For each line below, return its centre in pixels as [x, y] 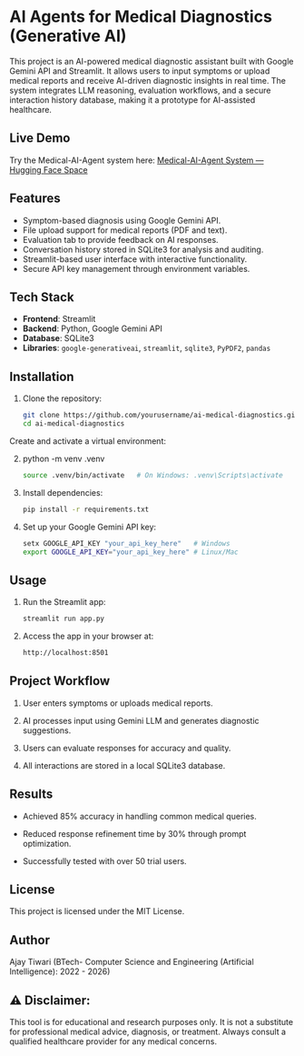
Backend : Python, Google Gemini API [93, 328]
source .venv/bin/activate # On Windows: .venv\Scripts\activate [152, 475]
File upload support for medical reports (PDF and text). [125, 230]
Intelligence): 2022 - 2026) [60, 971]
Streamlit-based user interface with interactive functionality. [135, 259]
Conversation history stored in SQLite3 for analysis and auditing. [143, 249]
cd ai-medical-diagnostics [74, 424]
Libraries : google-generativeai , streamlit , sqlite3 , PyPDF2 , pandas [147, 348]
